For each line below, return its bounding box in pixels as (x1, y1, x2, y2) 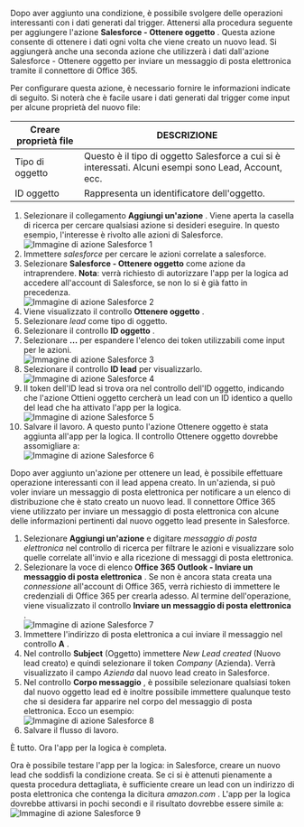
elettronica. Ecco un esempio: (23, 706, 134, 716)
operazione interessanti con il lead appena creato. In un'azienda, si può (10, 478, 276, 488)
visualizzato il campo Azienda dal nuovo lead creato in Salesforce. (23, 667, 270, 678)
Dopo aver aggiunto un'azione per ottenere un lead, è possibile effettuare (10, 468, 283, 478)
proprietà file (15, 135, 74, 147)
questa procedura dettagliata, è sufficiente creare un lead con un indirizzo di (10, 779, 295, 789)
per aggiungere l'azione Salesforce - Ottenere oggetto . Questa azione (10, 27, 276, 37)
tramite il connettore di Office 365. (10, 65, 138, 76)
